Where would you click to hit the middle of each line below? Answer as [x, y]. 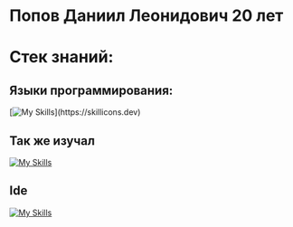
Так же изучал [52, 141]
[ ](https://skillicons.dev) [75, 112]
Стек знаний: [61, 57]
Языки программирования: [91, 90]
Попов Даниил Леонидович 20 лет [146, 16]
